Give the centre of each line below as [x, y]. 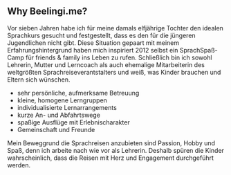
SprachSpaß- [198, 50]
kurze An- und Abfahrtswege [58, 115]
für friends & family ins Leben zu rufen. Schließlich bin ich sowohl [119, 57]
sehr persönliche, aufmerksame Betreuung [78, 93]
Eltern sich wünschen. [39, 80]
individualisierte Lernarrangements [67, 107]
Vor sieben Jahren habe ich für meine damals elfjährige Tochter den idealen [115, 28]
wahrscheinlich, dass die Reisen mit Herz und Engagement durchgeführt [111, 158]
